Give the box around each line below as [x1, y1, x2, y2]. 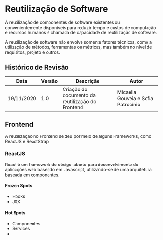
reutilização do [62, 98, 97, 105]
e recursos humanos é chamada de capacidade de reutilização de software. [5, 30, 157, 35]
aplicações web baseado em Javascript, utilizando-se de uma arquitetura [5, 166, 152, 172]
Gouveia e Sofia [117, 95, 154, 102]
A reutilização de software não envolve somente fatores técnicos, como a [5, 39, 152, 45]
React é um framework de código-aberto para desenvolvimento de [5, 161, 139, 167]
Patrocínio [117, 101, 141, 107]
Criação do [62, 86, 88, 92]
